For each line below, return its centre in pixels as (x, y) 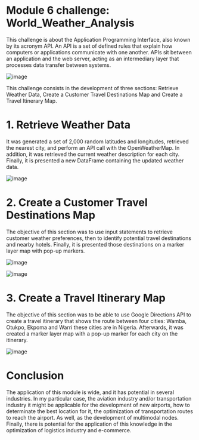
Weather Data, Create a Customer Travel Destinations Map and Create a (94, 94)
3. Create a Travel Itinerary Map (86, 298)
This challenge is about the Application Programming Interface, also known (98, 39)
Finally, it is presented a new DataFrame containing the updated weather (95, 160)
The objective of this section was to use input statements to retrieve (90, 232)
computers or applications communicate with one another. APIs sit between (99, 52)
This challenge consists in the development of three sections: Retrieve (92, 88)
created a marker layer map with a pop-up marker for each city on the (92, 333)
